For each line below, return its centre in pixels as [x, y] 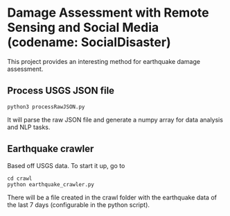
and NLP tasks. [29, 127]
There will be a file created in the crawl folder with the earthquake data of [112, 197]
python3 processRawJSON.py [46, 107]
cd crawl [20, 178]
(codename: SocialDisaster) [89, 42]
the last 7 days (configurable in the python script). [79, 205]
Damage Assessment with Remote [108, 13]
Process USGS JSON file [61, 91]
